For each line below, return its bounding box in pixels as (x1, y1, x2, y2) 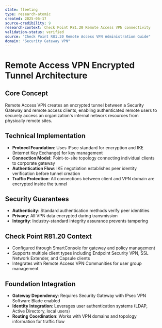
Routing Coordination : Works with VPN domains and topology (12, 313, 137, 319)
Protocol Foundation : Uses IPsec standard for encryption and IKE (12, 144, 144, 151)
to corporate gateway (12, 160, 55, 166)
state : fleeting (5, 7, 38, 12)
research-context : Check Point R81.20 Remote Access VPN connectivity (5, 25, 151, 30)
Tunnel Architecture (5, 70, 88, 81)
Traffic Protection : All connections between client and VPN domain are (12, 175, 155, 181)
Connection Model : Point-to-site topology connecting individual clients (12, 155, 155, 161)
